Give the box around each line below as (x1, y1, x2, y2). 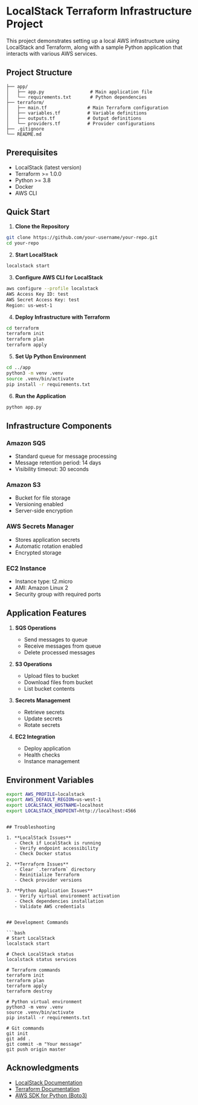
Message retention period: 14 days (14, 459, 101, 466)
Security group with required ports (14, 590, 101, 598)
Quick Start (6, 207, 50, 217)
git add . (6, 1036, 31, 1042)
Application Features (6, 608, 87, 618)
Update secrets (24, 715, 63, 722)
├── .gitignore (6, 126, 45, 132)
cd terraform (6, 325, 39, 331)
